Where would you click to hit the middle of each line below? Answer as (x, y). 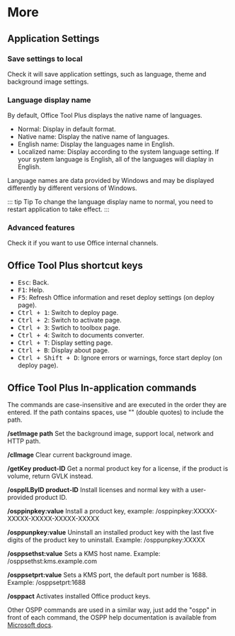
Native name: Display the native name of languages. (93, 137)
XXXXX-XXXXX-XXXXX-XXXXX (53, 519)
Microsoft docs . (30, 625)
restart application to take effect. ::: (58, 209)
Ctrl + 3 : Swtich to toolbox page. (69, 328)
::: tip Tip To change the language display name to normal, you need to (110, 202)
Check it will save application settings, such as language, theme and (107, 74)
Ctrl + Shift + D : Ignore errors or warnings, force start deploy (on (120, 358)
